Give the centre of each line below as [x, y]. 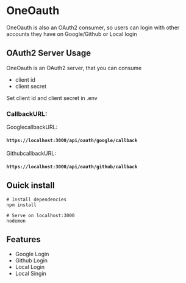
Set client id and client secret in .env [52, 98]
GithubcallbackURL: [31, 154]
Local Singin [31, 274]
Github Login [31, 260]
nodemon [16, 221]
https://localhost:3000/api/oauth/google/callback [72, 140]
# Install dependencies [37, 199]
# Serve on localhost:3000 [41, 215]
